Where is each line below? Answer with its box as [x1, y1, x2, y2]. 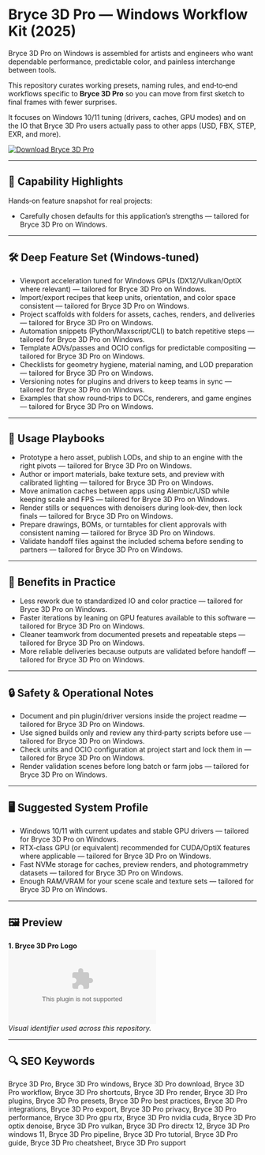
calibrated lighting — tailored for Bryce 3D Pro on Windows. [19, 478, 215, 487]
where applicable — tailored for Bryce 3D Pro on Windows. [19, 851, 211, 861]
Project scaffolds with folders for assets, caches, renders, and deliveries [19, 309, 256, 319]
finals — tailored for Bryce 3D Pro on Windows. [19, 512, 174, 521]
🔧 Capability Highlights [8, 175, 124, 189]
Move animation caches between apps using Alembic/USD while [19, 486, 230, 496]
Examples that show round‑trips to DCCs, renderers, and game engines [19, 393, 252, 403]
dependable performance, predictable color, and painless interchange [8, 57, 236, 66]
